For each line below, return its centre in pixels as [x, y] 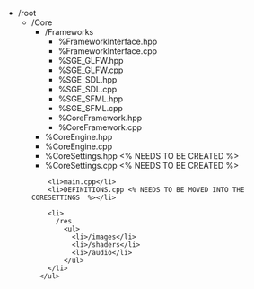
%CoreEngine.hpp [79, 137]
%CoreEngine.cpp [79, 146]
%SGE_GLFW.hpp [91, 61]
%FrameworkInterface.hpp [108, 41]
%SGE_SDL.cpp [88, 89]
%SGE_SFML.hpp [91, 99]
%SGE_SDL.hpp [88, 79]
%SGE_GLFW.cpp [91, 70]
